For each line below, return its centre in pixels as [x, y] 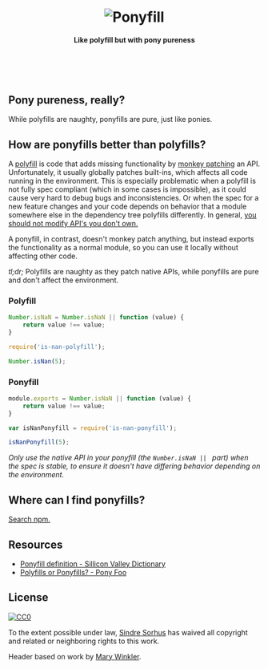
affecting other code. [43, 256]
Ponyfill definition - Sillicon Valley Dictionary [93, 564]
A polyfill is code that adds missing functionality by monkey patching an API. [134, 164]
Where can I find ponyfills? [77, 500]
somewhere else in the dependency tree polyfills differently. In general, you [133, 215]
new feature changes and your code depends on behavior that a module [128, 207]
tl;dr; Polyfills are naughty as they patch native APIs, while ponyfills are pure [134, 272]
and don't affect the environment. [64, 280]
